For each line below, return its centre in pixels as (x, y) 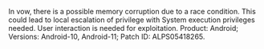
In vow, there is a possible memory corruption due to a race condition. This (132, 11)
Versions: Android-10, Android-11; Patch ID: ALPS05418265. (107, 36)
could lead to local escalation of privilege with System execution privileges (132, 20)
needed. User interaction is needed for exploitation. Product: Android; (124, 28)
